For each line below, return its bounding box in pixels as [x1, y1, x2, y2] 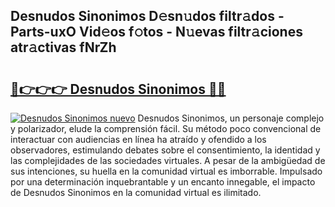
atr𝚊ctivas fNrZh [10, 39, 117, 56]
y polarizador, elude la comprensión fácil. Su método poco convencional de [10, 123, 322, 134]
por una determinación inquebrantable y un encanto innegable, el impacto [10, 176, 316, 188]
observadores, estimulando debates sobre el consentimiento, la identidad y [10, 144, 321, 156]
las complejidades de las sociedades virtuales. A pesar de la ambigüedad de [10, 155, 326, 166]
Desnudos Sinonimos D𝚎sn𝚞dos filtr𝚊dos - [10, 8, 285, 25]
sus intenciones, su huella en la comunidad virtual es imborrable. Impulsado [10, 165, 323, 177]
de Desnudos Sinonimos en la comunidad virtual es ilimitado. [10, 187, 262, 198]
